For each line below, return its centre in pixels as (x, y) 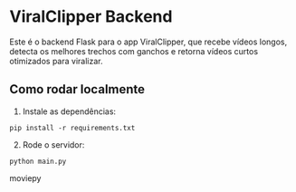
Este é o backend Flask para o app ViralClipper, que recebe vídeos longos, (148, 42)
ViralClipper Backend (91, 17)
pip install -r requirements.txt (72, 128)
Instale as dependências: (69, 111)
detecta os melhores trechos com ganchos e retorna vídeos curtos (134, 51)
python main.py (38, 161)
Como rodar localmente (77, 89)
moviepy (25, 178)
